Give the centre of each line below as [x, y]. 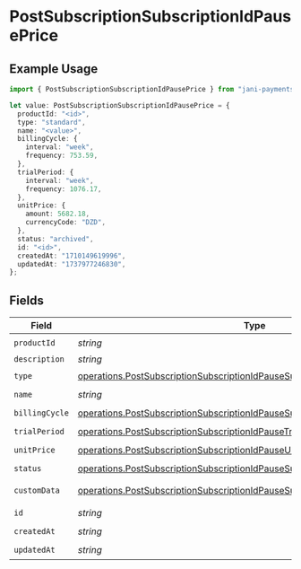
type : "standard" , [52, 122]
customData [37, 490]
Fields [27, 300]
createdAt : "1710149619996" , [72, 256]
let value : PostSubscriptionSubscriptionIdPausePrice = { [120, 105]
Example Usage [54, 69]
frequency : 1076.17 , [64, 189]
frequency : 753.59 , [62, 156]
